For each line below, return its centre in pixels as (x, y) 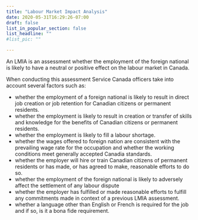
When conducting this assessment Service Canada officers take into (90, 79)
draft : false (22, 23)
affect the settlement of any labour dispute (67, 186)
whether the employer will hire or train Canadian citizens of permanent (101, 160)
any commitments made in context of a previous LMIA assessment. (97, 198)
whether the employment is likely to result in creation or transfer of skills (103, 116)
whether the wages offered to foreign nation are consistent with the (97, 141)
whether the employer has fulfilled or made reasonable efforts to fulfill (100, 192)
